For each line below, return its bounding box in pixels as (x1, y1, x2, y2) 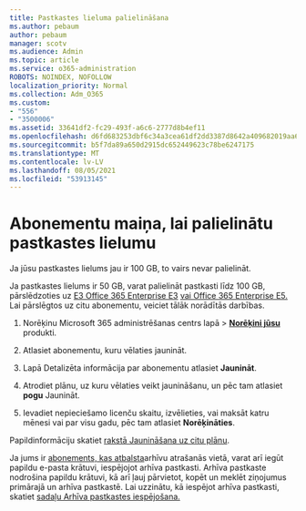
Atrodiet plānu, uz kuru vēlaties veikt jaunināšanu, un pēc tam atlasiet (22, 380, 283, 392)
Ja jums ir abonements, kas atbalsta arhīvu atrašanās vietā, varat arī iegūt (9, 453, 284, 464)
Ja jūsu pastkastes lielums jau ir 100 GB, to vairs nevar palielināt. (9, 263, 252, 274)
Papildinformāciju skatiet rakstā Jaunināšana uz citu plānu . (9, 434, 230, 446)
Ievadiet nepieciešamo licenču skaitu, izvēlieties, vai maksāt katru (22, 407, 270, 419)
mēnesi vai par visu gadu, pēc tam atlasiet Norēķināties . (22, 417, 235, 428)
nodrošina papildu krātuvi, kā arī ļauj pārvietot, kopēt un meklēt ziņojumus (9, 472, 287, 483)
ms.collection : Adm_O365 (9, 89, 104, 98)
